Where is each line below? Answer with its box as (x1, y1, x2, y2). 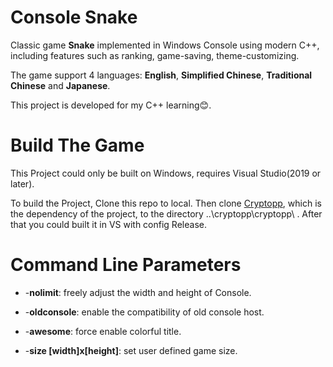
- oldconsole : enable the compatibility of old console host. (24, 306, 265, 318)
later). (10, 177, 35, 190)
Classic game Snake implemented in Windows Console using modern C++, (10, 39, 320, 51)
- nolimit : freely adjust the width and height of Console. (24, 286, 252, 298)
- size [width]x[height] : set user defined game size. (24, 344, 238, 356)
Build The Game (10, 134, 145, 157)
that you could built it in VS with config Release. (10, 218, 207, 230)
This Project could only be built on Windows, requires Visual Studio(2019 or (10, 167, 322, 179)
